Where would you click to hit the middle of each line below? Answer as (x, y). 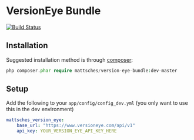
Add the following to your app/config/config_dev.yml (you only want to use (97, 103)
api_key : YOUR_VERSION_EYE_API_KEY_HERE (67, 131)
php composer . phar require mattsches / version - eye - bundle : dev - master (92, 71)
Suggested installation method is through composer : (70, 59)
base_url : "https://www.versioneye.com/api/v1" (76, 126)
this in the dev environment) (40, 109)
